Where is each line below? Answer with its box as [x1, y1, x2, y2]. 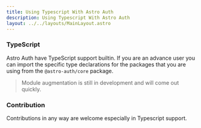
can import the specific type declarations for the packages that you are [6, 60, 186, 68]
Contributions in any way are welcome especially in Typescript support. [6, 114, 187, 122]
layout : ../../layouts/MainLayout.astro [6, 20, 112, 26]
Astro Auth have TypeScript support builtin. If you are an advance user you [6, 54, 195, 62]
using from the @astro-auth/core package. [6, 67, 114, 74]
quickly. [21, 85, 42, 93]
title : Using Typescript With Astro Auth [6, 9, 114, 15]
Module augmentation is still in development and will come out [21, 79, 180, 86]
